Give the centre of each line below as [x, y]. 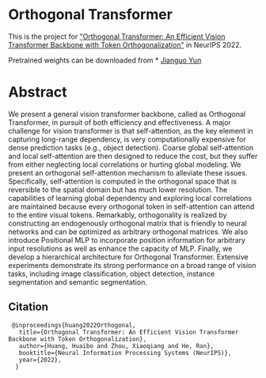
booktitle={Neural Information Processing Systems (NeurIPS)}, [125, 353]
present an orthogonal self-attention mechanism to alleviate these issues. [128, 172]
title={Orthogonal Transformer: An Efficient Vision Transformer [129, 332]
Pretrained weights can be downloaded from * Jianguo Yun [105, 60]
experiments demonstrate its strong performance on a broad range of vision [132, 265]
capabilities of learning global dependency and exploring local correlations [130, 198]
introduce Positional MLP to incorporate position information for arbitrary [127, 240]
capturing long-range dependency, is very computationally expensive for [127, 139]
